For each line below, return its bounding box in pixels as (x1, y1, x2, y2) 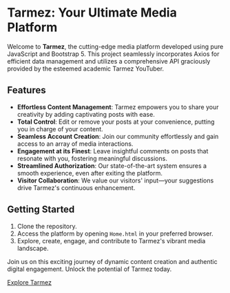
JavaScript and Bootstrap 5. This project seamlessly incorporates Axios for (7, 50, 220, 58)
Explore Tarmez (7, 278, 52, 286)
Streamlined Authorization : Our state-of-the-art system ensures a (17, 161, 207, 170)
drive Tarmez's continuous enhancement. (17, 183, 136, 191)
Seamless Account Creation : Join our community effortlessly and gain (17, 132, 219, 140)
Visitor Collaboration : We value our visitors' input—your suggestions (17, 176, 214, 185)
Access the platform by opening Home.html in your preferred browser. (17, 229, 213, 238)
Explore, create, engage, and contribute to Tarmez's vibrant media (17, 236, 206, 245)
